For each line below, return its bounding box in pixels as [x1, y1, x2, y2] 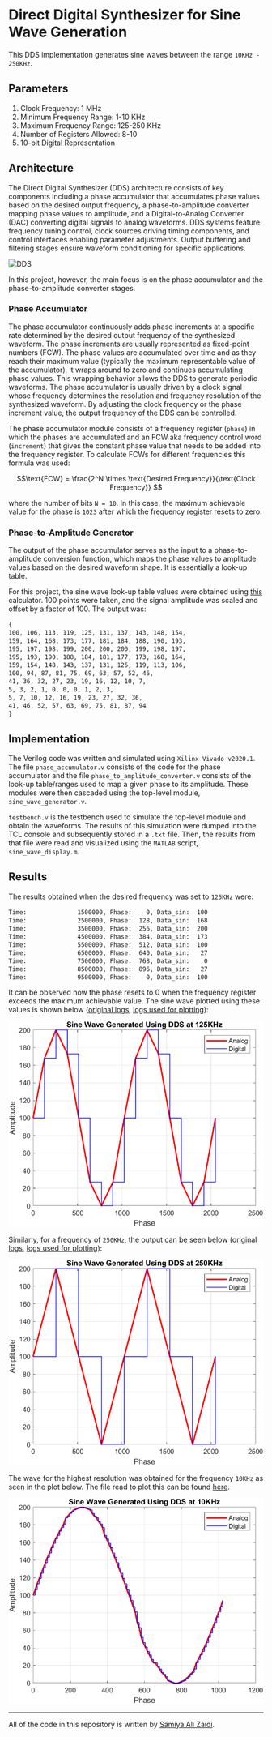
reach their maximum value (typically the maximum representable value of [8, 356, 257, 366]
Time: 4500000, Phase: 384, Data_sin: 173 [8, 932, 208, 941]
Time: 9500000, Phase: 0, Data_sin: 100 [8, 973, 208, 982]
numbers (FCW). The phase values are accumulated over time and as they [8, 347, 257, 357]
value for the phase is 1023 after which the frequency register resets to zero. [8, 507, 262, 516]
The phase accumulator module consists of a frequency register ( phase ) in [8, 423, 256, 433]
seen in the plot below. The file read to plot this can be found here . [8, 1482, 231, 1491]
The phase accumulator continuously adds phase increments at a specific [8, 322, 255, 332]
